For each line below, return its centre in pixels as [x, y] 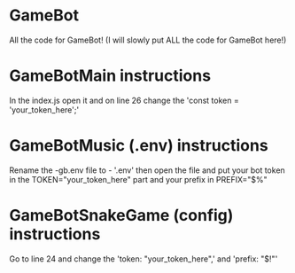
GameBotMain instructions [110, 76]
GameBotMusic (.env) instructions [139, 146]
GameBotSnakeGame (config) [121, 215]
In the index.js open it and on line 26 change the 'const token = [124, 100]
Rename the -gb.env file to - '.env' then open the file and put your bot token [147, 170]
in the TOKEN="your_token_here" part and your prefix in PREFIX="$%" [138, 179]
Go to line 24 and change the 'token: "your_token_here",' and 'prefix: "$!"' [144, 259]
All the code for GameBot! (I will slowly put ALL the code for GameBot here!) [148, 40]
